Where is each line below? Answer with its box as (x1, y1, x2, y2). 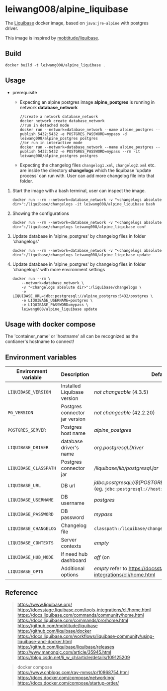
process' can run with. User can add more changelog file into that (19, 173, 155, 178)
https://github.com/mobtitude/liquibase (17, 623, 98, 629)
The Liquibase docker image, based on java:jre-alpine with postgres (5, 20, 149, 26)
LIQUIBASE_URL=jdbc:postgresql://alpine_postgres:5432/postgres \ (12, 293, 153, 299)
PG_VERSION (7, 410, 33, 416)
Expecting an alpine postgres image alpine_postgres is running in (19, 99, 155, 105)
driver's (61, 444, 79, 451)
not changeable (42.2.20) (93, 409, 155, 416)
